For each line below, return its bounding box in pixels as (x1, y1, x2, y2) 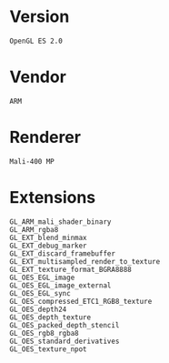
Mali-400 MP (9, 156, 55, 166)
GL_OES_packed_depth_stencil (9, 320, 120, 329)
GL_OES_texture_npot (9, 344, 88, 354)
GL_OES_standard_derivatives (9, 337, 120, 346)
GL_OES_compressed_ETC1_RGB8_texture (9, 297, 153, 306)
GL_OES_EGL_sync (9, 288, 71, 297)
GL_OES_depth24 (9, 305, 67, 314)
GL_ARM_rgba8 (9, 225, 59, 234)
